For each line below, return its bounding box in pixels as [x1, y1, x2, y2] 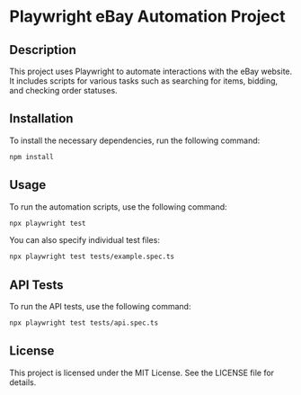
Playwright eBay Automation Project [9, 6, 286, 27]
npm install [9, 152, 54, 161]
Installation [9, 111, 74, 127]
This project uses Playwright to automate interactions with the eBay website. [9, 66, 293, 76]
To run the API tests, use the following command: [9, 301, 191, 312]
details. [9, 376, 37, 388]
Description [9, 42, 76, 58]
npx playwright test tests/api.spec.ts [9, 319, 159, 328]
